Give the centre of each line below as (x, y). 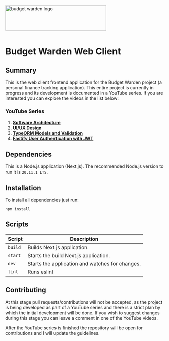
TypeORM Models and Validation (48, 133)
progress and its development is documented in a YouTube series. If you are (84, 93)
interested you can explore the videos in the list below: (62, 98)
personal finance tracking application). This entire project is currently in (79, 88)
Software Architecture (36, 123)
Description (84, 239)
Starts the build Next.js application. (69, 255)
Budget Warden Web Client (63, 52)
